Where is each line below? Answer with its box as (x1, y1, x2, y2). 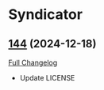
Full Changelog (8, 58, 58, 67)
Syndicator (8, 6, 83, 24)
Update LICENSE (19, 73, 75, 82)
